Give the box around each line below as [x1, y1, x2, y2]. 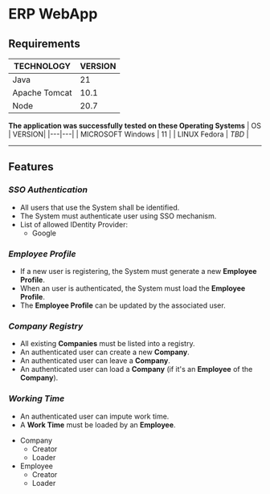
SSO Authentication [8, 184, 88, 195]
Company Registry [8, 320, 84, 332]
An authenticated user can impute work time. [19, 411, 170, 421]
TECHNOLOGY [13, 61, 71, 71]
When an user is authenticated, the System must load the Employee [19, 283, 246, 293]
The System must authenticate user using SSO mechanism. [19, 210, 217, 221]
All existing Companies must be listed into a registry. [19, 339, 195, 349]
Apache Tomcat [12, 88, 72, 98]
